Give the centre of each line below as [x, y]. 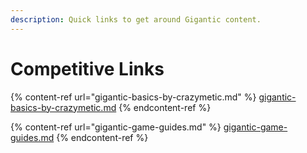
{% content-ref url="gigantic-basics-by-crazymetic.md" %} [133, 97]
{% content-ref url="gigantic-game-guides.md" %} [116, 127]
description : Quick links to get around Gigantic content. [136, 19]
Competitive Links [87, 68]
